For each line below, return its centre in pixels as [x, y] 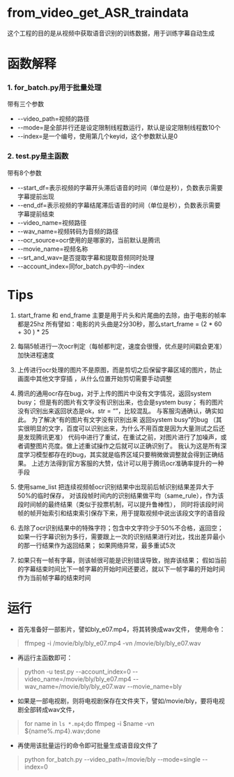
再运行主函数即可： [45, 658]
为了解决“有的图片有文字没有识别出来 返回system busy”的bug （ [123, 419]
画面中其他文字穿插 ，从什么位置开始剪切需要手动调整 [94, 378]
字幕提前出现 [36, 196]
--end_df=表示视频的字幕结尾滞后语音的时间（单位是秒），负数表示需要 [119, 205]
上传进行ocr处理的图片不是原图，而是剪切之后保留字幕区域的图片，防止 [120, 370]
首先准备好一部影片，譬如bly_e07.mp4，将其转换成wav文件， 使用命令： [121, 629]
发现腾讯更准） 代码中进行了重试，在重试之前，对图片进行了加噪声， [122, 437]
